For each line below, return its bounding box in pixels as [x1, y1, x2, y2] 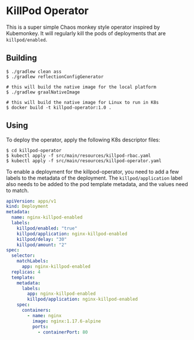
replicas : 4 [11, 269, 41, 275]
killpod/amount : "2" [16, 242, 67, 248]
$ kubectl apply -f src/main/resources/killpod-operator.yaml [6, 157, 162, 164]
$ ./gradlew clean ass [6, 69, 62, 75]
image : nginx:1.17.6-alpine [32, 318, 101, 324]
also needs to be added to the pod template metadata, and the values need [6, 180, 188, 187]
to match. [6, 187, 29, 194]
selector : [11, 253, 35, 259]
